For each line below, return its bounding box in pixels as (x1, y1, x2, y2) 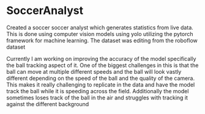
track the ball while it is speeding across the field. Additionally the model (6, 87, 189, 94)
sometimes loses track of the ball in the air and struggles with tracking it (6, 94, 188, 101)
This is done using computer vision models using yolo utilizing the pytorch (6, 30, 194, 37)
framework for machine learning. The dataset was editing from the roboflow (6, 37, 198, 44)
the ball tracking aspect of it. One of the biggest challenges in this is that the (6, 62, 199, 69)
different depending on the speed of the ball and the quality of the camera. (6, 74, 195, 82)
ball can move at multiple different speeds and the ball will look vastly (6, 68, 182, 75)
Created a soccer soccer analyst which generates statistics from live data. (6, 24, 194, 31)
